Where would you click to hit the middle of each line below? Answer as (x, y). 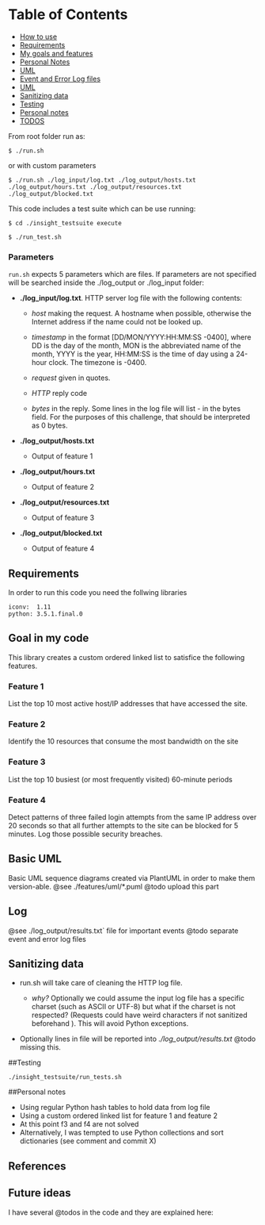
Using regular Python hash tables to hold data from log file (115, 1108)
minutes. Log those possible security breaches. (85, 834)
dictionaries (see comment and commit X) (88, 1141)
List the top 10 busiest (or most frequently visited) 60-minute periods (121, 779)
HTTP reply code (59, 394)
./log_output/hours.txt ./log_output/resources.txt (95, 187)
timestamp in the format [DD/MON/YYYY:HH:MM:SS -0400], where (141, 337)
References (37, 1166)
